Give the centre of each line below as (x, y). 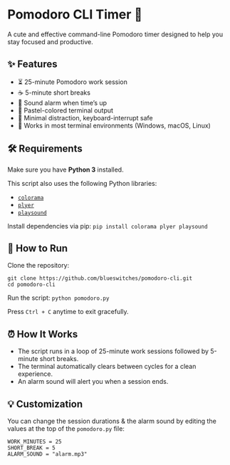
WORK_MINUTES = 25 (35, 442)
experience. (35, 374)
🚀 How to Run (38, 248)
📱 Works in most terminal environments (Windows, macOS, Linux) (114, 125)
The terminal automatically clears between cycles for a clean (107, 367)
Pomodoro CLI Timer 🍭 (75, 15)
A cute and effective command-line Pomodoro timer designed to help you (115, 34)
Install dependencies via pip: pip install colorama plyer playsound (108, 226)
